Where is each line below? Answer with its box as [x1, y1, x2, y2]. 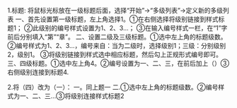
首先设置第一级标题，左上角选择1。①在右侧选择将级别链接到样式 [27, 15, 219, 23]
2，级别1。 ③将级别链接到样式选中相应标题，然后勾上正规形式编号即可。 [7, 50, 223, 59]
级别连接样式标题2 [70, 92, 125, 100]
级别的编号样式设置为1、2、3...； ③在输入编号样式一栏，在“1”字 [38, 24, 228, 32]
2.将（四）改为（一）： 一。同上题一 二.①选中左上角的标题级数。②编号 [7, 83, 219, 91]
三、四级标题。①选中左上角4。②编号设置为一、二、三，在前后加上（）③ [7, 59, 230, 67]
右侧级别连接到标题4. [7, 68, 69, 76]
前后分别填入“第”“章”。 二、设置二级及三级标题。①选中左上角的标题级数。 [7, 32, 228, 41]
